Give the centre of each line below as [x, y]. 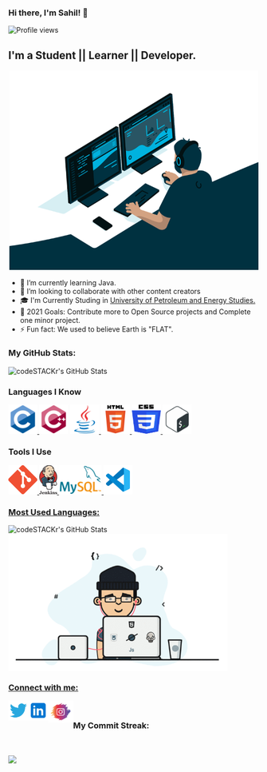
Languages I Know [45, 392]
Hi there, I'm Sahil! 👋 [48, 13]
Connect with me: [43, 687]
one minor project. [50, 320]
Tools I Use [30, 452]
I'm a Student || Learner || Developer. [102, 55]
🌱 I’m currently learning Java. [68, 283]
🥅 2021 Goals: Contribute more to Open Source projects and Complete [135, 312]
